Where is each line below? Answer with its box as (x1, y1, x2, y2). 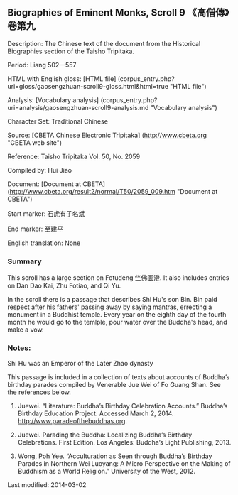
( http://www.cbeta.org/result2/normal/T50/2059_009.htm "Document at (7, 187, 218, 195)
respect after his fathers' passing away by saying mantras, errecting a (7, 303, 212, 311)
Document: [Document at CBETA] (7, 180, 105, 188)
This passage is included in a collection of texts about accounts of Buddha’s (7, 373, 230, 381)
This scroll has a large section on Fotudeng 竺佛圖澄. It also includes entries (7, 273, 229, 282)
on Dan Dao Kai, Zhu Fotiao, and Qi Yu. (7, 281, 121, 290)
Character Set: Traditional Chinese (7, 116, 109, 126)
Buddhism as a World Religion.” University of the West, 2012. (17, 467, 196, 476)
